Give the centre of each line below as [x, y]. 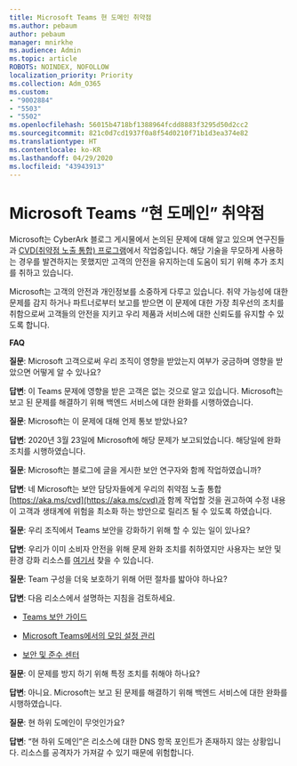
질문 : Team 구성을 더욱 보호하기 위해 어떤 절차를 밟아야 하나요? [119, 579]
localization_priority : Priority [71, 76]
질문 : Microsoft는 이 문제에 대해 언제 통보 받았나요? [99, 421]
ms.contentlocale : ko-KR [55, 149]
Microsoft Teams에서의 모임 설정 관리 [88, 636]
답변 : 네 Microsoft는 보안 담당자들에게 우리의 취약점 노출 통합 [116, 489]
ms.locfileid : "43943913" [57, 166]
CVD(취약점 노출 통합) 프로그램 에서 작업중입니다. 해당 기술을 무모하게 [139, 251]
